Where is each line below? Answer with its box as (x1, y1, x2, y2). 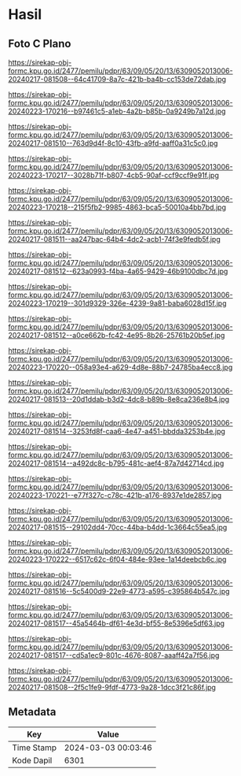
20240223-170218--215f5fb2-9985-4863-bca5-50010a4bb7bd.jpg (8, 202, 226, 212)
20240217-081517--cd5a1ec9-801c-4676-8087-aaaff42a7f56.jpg (8, 651, 220, 659)
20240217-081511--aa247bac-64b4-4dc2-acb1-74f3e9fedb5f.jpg (8, 235, 221, 243)
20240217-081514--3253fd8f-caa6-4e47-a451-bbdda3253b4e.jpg (8, 427, 226, 436)
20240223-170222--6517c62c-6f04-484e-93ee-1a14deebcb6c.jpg (8, 555, 227, 564)
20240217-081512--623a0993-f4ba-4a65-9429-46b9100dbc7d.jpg (8, 266, 228, 276)
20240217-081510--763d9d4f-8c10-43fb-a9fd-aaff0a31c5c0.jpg (8, 139, 218, 147)
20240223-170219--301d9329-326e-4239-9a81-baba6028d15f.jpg (8, 299, 227, 308)
